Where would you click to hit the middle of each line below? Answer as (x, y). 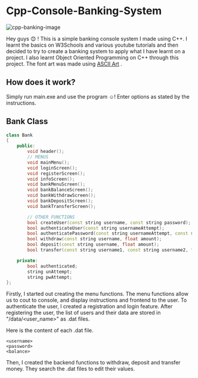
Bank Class (27, 121)
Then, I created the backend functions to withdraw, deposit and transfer (93, 363)
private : (27, 260)
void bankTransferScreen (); (62, 206)
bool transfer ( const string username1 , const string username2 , (108, 250)
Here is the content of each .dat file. (50, 330)
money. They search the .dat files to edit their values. (71, 369)
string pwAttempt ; (50, 277)
